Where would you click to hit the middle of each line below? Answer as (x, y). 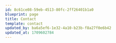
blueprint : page (22, 14)
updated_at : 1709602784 (30, 33)
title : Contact (21, 19)
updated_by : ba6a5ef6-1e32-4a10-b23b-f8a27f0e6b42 (58, 28)
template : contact (24, 23)
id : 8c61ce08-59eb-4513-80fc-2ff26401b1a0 (49, 10)
